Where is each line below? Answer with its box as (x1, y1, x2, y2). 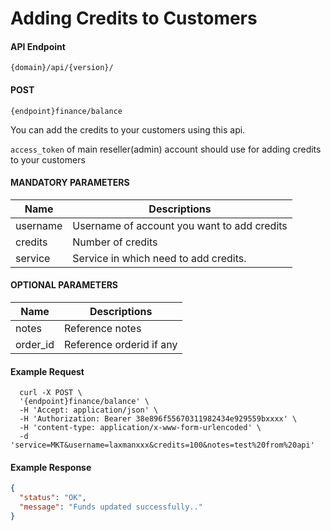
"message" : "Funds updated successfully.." (19, 502, 203, 512)
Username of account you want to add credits (72, 218, 288, 232)
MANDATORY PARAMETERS (10, 177, 130, 189)
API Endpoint (10, 40, 66, 52)
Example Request (10, 365, 85, 377)
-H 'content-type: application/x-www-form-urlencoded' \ (19, 423, 262, 433)
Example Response (10, 461, 92, 473)
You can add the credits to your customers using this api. (10, 123, 246, 136)
